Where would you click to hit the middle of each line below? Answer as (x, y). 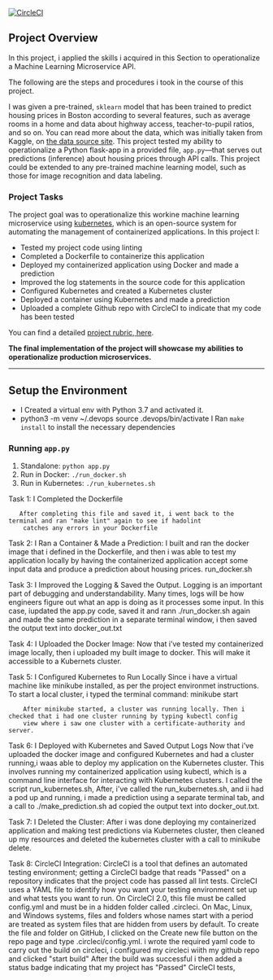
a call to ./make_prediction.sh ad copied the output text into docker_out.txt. (134, 807)
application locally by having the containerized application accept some (128, 561)
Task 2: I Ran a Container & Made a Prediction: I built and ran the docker (129, 543)
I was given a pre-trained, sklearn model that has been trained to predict (130, 107)
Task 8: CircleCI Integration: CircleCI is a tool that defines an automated (128, 864)
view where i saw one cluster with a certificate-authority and (134, 724)
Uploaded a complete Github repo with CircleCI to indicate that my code (141, 308)
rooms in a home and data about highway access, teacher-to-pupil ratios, (131, 124)
